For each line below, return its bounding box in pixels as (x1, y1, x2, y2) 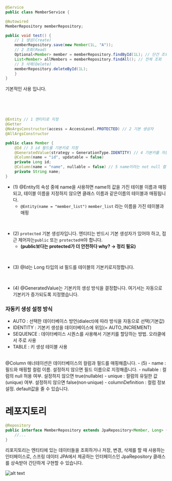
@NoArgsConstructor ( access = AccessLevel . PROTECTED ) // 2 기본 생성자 (5, 126, 154, 131)
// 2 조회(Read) (14, 47, 47, 52)
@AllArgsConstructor (5, 131, 50, 136)
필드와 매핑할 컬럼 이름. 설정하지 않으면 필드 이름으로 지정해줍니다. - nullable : (5, 367, 161, 373)
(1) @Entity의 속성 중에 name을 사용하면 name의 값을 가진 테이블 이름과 (12, 184, 157, 190)
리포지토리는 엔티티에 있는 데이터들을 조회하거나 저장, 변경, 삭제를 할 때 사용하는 (5, 447, 165, 453)
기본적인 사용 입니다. (5, 86, 47, 92)
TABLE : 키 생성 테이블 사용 (12, 344, 68, 350)
